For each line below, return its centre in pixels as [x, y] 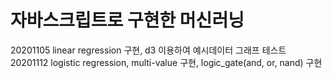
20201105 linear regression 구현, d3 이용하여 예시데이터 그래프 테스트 [148, 50]
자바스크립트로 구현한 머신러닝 [127, 20]
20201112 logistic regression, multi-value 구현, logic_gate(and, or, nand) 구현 [166, 62]
